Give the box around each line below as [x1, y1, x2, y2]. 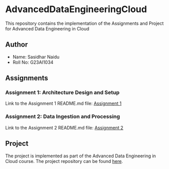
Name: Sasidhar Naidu [12, 54, 60, 60]
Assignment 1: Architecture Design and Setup [5, 89, 120, 96]
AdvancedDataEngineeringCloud [5, 4, 147, 15]
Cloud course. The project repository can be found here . [5, 158, 123, 164]
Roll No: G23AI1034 [12, 59, 54, 65]
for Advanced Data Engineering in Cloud [5, 25, 90, 31]
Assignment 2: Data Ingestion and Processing [5, 113, 120, 120]
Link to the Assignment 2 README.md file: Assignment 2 [5, 124, 123, 131]
